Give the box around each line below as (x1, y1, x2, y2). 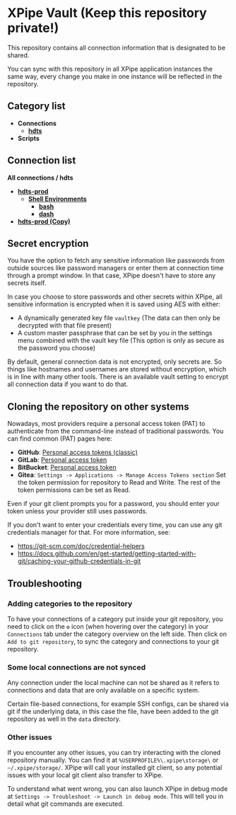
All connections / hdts (7, 173, 73, 182)
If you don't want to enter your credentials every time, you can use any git (7, 521, 223, 529)
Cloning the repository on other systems (7, 400, 189, 412)
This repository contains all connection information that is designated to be (7, 43, 226, 52)
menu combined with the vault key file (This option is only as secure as (17, 336, 225, 345)
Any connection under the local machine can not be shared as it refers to (7, 678, 220, 687)
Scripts (17, 134, 40, 142)
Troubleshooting (7, 577, 83, 589)
